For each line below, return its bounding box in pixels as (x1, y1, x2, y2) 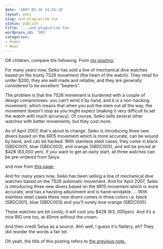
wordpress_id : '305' (5, 30, 48, 35)
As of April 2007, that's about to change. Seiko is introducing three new (5, 127, 149, 133)
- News (5, 44, 19, 49)
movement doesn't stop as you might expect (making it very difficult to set (5, 108, 156, 114)
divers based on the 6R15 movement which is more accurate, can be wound (5, 133, 159, 139)
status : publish (5, 21, 38, 26)
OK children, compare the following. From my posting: (5, 57, 114, 63)
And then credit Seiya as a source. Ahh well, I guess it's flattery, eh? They (5, 223, 154, 229)
